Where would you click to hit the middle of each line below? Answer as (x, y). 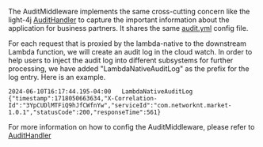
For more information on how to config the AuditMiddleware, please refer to (131, 127)
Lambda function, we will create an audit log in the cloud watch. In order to (130, 52)
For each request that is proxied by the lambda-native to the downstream (128, 43)
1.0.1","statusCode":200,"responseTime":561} (84, 112)
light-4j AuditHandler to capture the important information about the (119, 20)
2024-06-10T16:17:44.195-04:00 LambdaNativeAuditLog (101, 92)
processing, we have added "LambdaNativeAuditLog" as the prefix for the (129, 69)
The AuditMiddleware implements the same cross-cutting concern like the (129, 11)
